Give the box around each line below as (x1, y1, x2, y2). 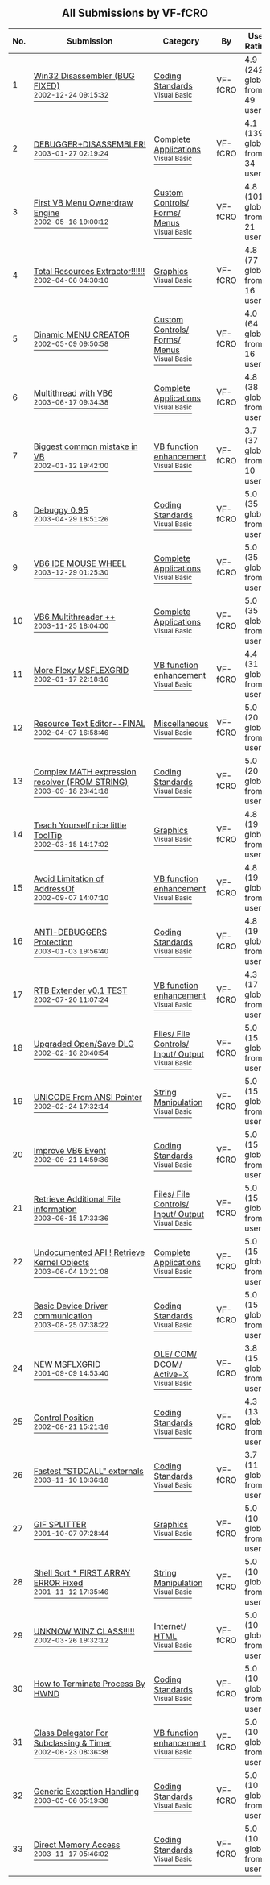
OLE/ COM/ (153, 1348, 197, 1360)
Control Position (33, 1412, 95, 1423)
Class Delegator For (33, 1727, 108, 1738)
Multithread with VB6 (33, 387, 114, 398)
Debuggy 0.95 (33, 504, 88, 515)
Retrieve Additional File (33, 1193, 121, 1204)
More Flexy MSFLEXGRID (33, 664, 129, 675)
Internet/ (153, 1620, 187, 1631)
